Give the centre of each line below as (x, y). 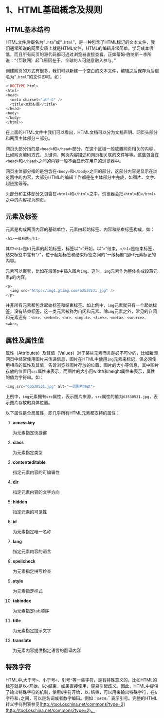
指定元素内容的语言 (32, 551)
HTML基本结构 (28, 29)
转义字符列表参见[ (24, 704)
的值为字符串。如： (25, 377)
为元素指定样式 (27, 591)
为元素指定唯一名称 (32, 531)
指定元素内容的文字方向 (36, 492)
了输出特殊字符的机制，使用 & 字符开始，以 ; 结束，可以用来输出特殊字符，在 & (81, 692)
